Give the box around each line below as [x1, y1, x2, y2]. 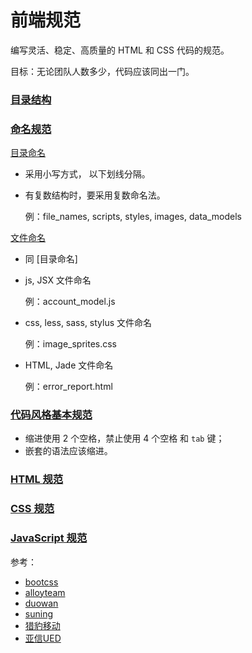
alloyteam [24, 586, 66, 598]
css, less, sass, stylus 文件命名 [24, 317, 153, 329]
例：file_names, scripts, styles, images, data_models [24, 211, 242, 223]
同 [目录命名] [24, 253, 78, 265]
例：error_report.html [24, 381, 113, 393]
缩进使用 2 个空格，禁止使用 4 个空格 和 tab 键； [24, 432, 225, 445]
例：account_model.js [24, 296, 116, 308]
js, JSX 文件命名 [24, 274, 92, 286]
